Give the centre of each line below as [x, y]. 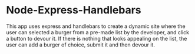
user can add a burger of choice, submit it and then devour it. [80, 45]
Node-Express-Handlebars [74, 10]
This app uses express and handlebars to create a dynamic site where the [96, 26]
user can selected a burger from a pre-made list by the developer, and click [98, 32]
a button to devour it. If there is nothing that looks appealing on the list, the [97, 38]
